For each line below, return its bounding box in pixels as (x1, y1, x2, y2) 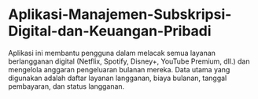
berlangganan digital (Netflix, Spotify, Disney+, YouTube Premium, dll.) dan (8, 57, 250, 66)
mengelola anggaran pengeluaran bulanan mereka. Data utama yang (8, 64, 230, 74)
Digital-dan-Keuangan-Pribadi (8, 22, 212, 40)
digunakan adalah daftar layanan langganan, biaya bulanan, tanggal (8, 73, 227, 82)
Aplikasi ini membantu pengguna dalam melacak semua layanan (8, 48, 216, 57)
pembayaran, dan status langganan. (8, 81, 125, 91)
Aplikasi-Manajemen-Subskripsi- (8, 5, 232, 24)
